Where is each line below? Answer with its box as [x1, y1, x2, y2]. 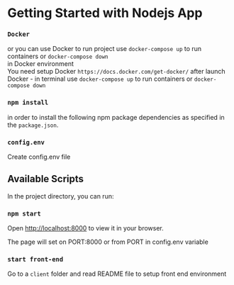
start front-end [7, 255, 64, 264]
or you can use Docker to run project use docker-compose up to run [7, 45, 202, 53]
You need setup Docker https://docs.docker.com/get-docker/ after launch [7, 67, 225, 76]
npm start [7, 209, 41, 218]
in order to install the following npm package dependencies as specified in [7, 113, 225, 121]
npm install [7, 99, 49, 107]
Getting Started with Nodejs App [7, 5, 203, 21]
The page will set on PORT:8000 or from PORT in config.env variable [7, 238, 209, 246]
